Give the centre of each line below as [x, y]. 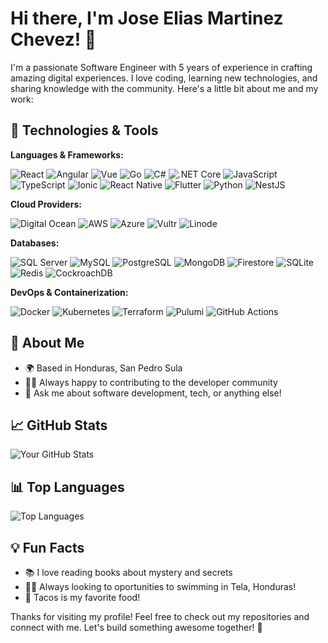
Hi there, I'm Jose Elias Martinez [147, 18]
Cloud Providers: [46, 204]
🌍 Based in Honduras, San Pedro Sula [103, 368]
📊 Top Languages [67, 487]
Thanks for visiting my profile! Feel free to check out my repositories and [160, 616]
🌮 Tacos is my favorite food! [82, 597]
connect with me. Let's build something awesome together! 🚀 [136, 627]
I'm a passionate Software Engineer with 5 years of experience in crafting [161, 67]
